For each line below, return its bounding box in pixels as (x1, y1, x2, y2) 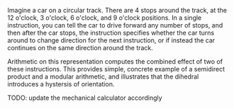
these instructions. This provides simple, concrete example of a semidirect (7, 65, 225, 73)
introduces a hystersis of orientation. (7, 80, 115, 88)
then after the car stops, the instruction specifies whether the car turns (7, 28, 215, 37)
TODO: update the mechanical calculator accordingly (7, 93, 162, 102)
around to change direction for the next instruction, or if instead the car (7, 36, 216, 45)
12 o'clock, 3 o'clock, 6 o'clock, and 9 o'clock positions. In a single (7, 13, 202, 22)
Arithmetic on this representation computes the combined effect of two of (7, 57, 223, 66)
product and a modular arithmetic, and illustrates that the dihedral (7, 72, 199, 81)
